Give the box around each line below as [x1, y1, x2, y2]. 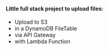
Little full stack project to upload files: [5, 5, 104, 12]
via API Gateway [14, 31, 56, 39]
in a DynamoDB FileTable [14, 25, 77, 32]
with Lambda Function [14, 38, 71, 45]
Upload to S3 [14, 18, 48, 26]
